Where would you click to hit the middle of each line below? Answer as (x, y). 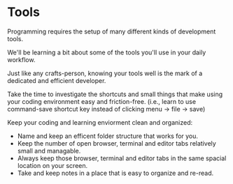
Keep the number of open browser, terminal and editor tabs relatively (117, 143)
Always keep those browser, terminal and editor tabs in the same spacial (122, 158)
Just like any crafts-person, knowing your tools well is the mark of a (105, 73)
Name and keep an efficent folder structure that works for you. (107, 136)
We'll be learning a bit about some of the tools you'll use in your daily (107, 52)
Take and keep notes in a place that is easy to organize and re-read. (115, 173)
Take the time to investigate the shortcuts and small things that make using (115, 94)
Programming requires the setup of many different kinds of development (112, 31)
